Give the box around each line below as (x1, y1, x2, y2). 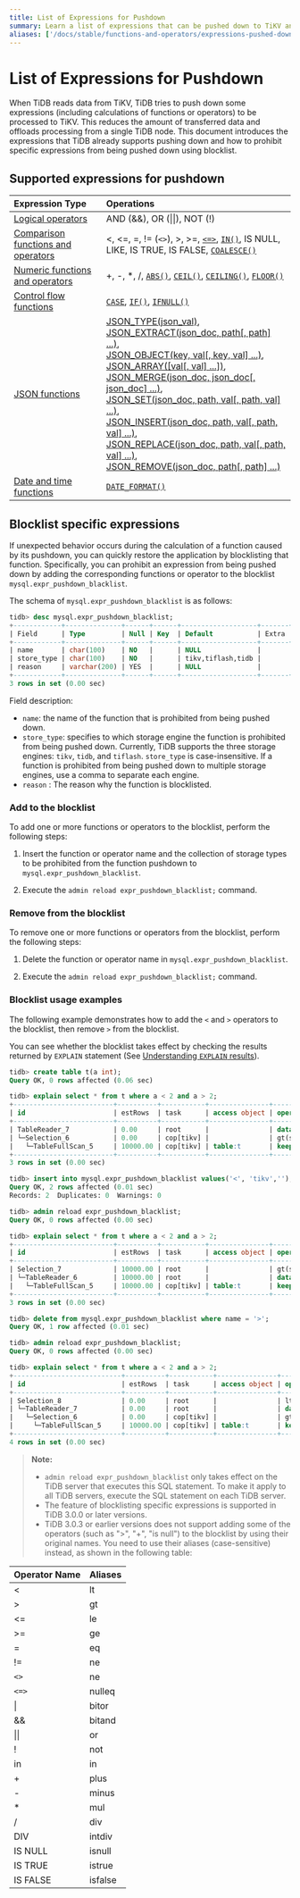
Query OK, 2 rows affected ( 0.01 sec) (9, 1183, 154, 1192)
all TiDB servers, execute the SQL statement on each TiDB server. (44, 1490, 287, 1501)
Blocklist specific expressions (9, 516, 180, 531)
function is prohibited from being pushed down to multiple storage (21, 760, 266, 771)
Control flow (13, 289, 65, 302)
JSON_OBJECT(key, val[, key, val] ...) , (105, 349, 265, 362)
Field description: (9, 695, 73, 706)
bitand (88, 1714, 116, 1727)
